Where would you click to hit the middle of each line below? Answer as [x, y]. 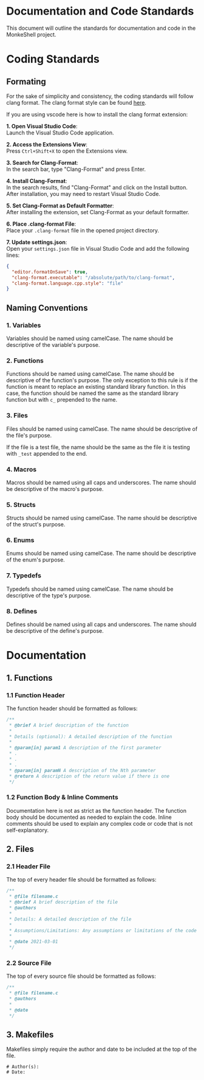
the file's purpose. [29, 435]
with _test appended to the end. [47, 453]
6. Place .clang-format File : [41, 224]
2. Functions [25, 360]
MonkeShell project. [31, 34]
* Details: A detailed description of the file [70, 919]
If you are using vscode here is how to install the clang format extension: [97, 114]
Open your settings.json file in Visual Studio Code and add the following [98, 248]
